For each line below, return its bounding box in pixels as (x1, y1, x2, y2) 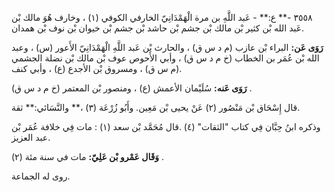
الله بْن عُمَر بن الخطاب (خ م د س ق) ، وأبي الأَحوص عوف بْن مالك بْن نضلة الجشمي (11, 52, 320, 64)
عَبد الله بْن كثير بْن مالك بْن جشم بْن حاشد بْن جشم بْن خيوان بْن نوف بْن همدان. (11, 22, 305, 34)
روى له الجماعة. (11, 170, 71, 182)
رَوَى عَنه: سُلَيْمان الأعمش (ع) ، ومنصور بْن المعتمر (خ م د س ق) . (11, 82, 253, 94)
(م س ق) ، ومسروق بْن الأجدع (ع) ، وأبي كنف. (11, 63, 183, 74)
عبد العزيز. (11, 132, 51, 143)
